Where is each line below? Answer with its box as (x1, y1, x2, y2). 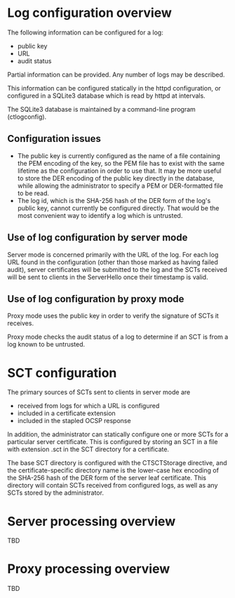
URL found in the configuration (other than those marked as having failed (7, 258, 219, 266)
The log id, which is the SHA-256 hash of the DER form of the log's (17, 196, 211, 204)
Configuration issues (7, 133, 102, 145)
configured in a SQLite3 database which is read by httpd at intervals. (7, 91, 206, 100)
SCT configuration (7, 365, 117, 381)
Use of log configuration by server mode (7, 232, 188, 244)
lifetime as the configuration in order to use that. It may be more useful (17, 167, 222, 175)
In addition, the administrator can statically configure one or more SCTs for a (7, 430, 229, 438)
